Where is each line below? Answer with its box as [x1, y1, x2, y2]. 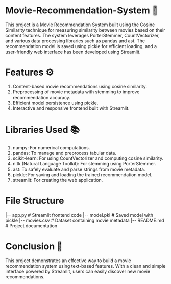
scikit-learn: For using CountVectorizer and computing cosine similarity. [12, 155, 164, 161]
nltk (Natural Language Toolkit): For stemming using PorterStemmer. [12, 160, 157, 167]
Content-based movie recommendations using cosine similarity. [12, 83, 147, 89]
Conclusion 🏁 [5, 240, 63, 252]
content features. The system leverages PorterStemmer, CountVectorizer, [5, 32, 160, 38]
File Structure [5, 195, 64, 206]
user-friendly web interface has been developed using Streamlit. [5, 49, 141, 55]
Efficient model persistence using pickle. [12, 100, 99, 106]
